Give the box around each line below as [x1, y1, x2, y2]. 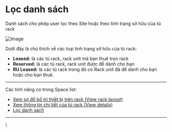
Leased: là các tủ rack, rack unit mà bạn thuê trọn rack [12, 55, 129, 62]
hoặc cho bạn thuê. [12, 71, 54, 77]
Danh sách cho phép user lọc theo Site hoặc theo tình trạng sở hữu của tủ [5, 20, 161, 27]
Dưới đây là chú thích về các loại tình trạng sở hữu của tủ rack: [5, 45, 137, 51]
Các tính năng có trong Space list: [5, 86, 77, 92]
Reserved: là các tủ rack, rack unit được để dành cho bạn [12, 61, 135, 67]
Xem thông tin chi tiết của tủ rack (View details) [12, 101, 113, 108]
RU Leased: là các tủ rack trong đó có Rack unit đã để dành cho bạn [12, 66, 157, 72]
